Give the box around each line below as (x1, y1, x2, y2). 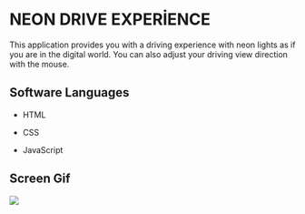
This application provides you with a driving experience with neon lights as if (9, 39, 296, 50)
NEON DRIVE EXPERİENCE (9, 9, 212, 30)
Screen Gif (9, 171, 71, 187)
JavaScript (22, 144, 64, 155)
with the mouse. (9, 58, 70, 69)
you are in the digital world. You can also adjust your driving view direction (9, 48, 289, 59)
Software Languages (9, 85, 130, 100)
